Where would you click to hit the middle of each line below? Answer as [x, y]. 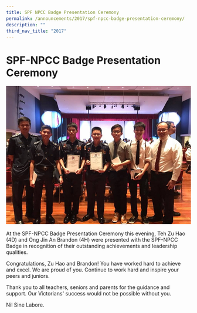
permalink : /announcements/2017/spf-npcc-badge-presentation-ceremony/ [95, 18]
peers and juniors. [28, 276]
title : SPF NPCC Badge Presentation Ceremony [62, 12]
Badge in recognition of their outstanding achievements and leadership [92, 246]
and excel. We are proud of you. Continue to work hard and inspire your [93, 270]
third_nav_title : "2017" [36, 31]
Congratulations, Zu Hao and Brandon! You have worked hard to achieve [94, 264]
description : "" [26, 25]
